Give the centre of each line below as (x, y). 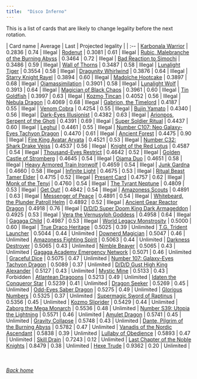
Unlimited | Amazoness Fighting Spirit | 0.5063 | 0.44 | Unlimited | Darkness (98, 239)
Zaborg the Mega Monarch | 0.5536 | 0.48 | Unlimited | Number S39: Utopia (98, 308)
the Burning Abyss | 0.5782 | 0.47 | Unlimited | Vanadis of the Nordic (89, 327)
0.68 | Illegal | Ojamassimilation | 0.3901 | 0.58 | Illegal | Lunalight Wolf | (93, 83)
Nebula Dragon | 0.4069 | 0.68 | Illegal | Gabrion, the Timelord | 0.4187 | (93, 102)
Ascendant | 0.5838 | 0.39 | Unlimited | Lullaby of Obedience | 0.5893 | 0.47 (98, 333)
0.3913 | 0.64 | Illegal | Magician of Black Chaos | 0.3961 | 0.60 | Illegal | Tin (98, 89)
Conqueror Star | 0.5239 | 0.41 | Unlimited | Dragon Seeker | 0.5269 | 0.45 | (97, 283)
